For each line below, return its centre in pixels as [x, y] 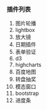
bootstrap [27, 94]
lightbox [25, 30]
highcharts [28, 65]
